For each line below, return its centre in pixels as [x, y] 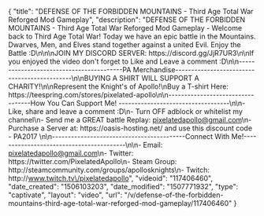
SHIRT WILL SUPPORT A [159, 78]
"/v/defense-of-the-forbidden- [174, 195]
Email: [153, 145]
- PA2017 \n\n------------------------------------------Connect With [119, 136]
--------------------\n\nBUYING [59, 78]
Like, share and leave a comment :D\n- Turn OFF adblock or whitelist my [125, 112]
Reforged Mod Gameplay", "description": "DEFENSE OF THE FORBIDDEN [127, 20]
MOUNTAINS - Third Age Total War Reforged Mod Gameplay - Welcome [125, 28]
